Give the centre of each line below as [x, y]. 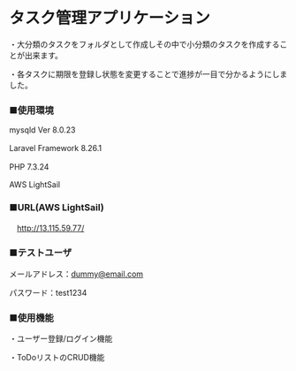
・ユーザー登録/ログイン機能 [61, 339]
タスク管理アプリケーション [110, 18]
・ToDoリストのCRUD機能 [57, 358]
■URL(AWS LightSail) [57, 208]
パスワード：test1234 [48, 292]
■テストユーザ [41, 253]
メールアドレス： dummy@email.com [76, 274]
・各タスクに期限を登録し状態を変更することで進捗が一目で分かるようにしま [148, 74]
